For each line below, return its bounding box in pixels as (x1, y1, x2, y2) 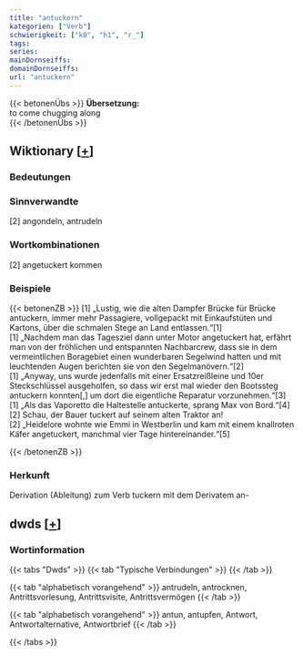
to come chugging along (9, 107, 101, 118)
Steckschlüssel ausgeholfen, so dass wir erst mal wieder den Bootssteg (9, 380, 279, 391)
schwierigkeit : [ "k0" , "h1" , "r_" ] (9, 30, 145, 39)
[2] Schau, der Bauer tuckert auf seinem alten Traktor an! (9, 409, 224, 420)
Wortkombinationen (9, 239, 100, 251)
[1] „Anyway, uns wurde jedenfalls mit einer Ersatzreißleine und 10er (9, 370, 264, 381)
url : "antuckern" (9, 73, 76, 82)
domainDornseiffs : (9, 65, 79, 74)
